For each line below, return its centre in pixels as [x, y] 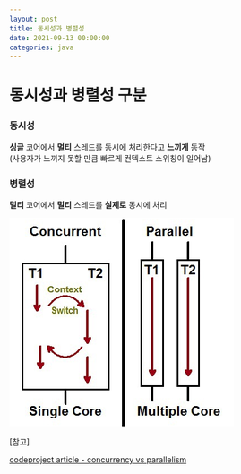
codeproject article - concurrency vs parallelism [98, 460]
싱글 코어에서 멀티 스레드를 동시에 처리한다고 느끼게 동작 [108, 147]
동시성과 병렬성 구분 [78, 95]
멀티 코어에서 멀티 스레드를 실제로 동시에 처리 [88, 205]
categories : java [42, 47]
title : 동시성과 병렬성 [47, 28]
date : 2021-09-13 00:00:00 [60, 38]
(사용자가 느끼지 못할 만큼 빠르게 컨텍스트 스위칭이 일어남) [110, 158]
